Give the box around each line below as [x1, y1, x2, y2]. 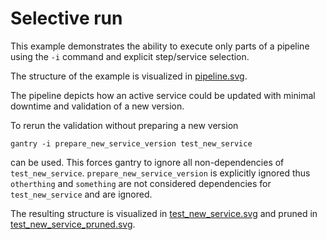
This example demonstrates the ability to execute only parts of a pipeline [10, 40, 310, 52]
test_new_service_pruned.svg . [10, 218, 136, 230]
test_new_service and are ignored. [10, 188, 153, 200]
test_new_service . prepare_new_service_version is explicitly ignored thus [10, 167, 311, 179]
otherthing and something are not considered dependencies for [10, 177, 272, 189]
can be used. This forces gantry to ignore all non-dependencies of [10, 156, 285, 168]
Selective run [10, 7, 123, 30]
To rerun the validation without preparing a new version [10, 119, 239, 131]
